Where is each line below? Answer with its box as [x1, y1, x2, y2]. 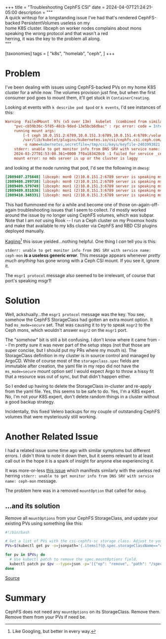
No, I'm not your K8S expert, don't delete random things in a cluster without [5, 393, 160, 400]
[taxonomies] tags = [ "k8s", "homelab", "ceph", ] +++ [5, 50, 115, 56]
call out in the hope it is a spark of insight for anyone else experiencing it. [5, 457, 154, 464]
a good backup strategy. [5, 399, 55, 405]
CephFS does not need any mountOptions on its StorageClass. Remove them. [5, 608, 161, 615]
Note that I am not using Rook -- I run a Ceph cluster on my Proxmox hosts [5, 218, 157, 224]
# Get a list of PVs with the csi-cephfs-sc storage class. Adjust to [5, 539, 154, 544]
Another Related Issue [5, 431, 98, 442]
